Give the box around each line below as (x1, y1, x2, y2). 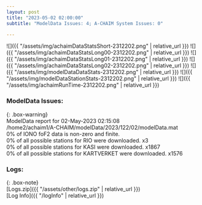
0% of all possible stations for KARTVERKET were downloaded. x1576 (6, 149, 183, 157)
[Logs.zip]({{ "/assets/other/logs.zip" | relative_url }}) (6, 185, 141, 193)
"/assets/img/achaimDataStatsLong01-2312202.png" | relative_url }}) (14, 56, 188, 63)
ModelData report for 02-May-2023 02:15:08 (6, 117, 120, 124)
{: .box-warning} (6, 111, 48, 118)
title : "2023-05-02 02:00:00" (6, 15, 84, 21)
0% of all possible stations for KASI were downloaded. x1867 (6, 143, 161, 151)
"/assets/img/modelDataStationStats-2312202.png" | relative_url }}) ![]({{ (6, 75, 190, 83)
